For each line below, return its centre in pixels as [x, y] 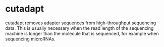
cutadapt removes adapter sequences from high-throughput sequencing [81, 23]
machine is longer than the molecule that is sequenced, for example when [82, 33]
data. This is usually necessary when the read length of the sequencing [79, 28]
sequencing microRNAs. [30, 39]
